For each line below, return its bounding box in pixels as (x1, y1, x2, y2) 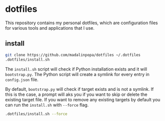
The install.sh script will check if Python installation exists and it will (5, 66, 147, 72)
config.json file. (5, 77, 39, 82)
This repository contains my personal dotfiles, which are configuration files (5, 20, 158, 26)
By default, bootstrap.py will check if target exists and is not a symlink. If (5, 86, 154, 92)
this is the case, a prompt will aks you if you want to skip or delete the (5, 91, 148, 97)
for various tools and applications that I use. (5, 25, 95, 31)
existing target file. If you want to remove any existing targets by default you (5, 96, 161, 102)
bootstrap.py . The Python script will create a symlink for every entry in (5, 71, 150, 77)
